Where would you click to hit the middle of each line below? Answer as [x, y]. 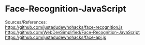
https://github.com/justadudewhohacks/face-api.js [56, 37]
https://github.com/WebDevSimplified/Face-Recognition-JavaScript [72, 32]
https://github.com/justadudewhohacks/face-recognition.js [64, 27]
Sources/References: [26, 22]
